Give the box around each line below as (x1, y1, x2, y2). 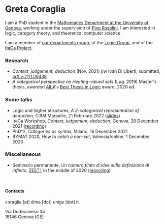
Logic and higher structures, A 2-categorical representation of (12, 107, 139, 113)
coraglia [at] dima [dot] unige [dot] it (5, 199, 79, 205)
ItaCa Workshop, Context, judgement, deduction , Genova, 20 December (12, 118, 159, 124)
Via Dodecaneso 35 (5, 209, 45, 215)
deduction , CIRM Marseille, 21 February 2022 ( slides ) (12, 112, 121, 118)
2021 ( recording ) (12, 123, 47, 129)
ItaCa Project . (5, 45, 33, 51)
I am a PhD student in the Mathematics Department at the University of (5, 20, 149, 26)
